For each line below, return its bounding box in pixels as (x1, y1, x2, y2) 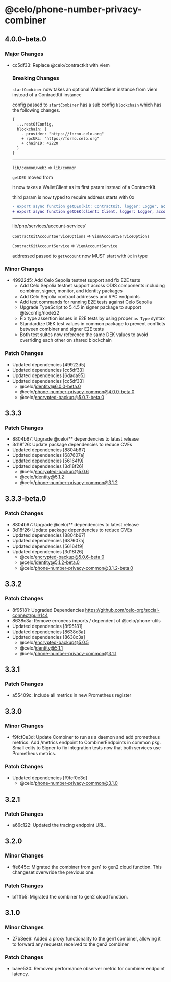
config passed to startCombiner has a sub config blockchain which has (12, 101, 162, 108)
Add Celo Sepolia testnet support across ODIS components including (19, 283, 165, 289)
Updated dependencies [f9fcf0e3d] (12, 775, 88, 781)
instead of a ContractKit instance (12, 92, 82, 98)
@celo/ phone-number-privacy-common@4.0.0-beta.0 (19, 388, 135, 395)
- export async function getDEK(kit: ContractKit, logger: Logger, (12, 204, 159, 210)
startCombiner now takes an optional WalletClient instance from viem (12, 86, 158, 93)
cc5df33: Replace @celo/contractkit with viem (12, 61, 110, 68)
